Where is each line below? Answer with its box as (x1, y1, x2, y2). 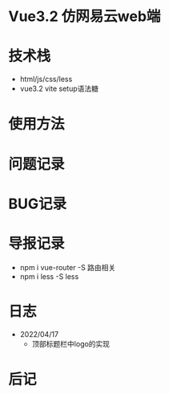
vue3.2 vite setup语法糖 (19, 84, 99, 93)
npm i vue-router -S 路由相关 (19, 262, 116, 272)
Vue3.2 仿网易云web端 (8, 7, 161, 26)
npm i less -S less (19, 271, 79, 281)
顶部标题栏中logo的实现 (31, 339, 111, 348)
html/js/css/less (19, 74, 73, 84)
